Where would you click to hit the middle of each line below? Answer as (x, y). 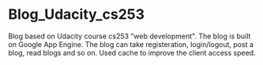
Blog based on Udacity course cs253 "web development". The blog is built (130, 36)
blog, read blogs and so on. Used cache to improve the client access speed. (132, 52)
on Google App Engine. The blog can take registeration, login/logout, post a (131, 44)
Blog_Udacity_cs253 (76, 14)
